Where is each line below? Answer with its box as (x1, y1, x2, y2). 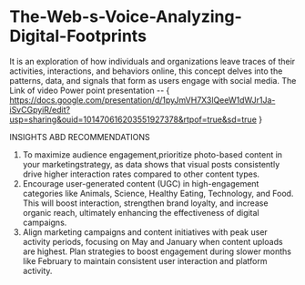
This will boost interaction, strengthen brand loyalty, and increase (22, 198, 269, 209)
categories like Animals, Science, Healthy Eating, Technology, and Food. (22, 188, 294, 198)
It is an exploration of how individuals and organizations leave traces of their (9, 56, 296, 66)
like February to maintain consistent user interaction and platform (22, 255, 268, 266)
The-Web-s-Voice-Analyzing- (9, 6, 243, 27)
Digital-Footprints (9, 25, 147, 46)
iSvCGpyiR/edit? (9, 104, 71, 115)
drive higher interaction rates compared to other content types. (22, 168, 260, 179)
